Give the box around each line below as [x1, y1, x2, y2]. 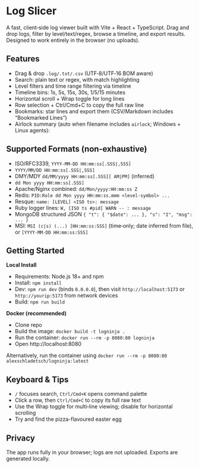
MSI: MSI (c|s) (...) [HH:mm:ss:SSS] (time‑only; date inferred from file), [14, 222, 194, 229]
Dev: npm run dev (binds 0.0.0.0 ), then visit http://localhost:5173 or [14, 286, 185, 293]
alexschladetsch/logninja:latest [6, 358, 89, 364]
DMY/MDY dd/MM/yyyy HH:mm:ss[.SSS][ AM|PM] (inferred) [14, 172, 155, 179]
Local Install [6, 261, 37, 269]
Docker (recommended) [6, 310, 67, 317]
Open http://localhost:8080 [14, 340, 82, 348]
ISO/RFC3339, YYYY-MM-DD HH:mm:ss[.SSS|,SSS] [14, 160, 132, 167]
